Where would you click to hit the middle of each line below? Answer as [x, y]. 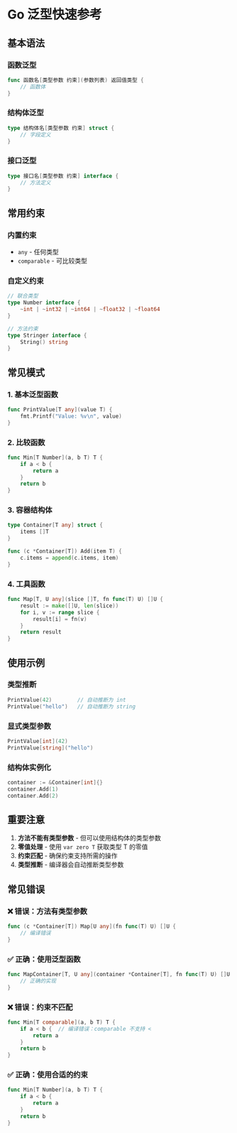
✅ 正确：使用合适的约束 [48, 1075]
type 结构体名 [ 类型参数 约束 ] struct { [61, 128]
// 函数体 [33, 87]
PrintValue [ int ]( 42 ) [38, 741]
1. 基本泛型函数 [33, 394]
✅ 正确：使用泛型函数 [44, 959]
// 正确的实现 [38, 981]
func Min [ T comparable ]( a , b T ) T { [61, 1022]
